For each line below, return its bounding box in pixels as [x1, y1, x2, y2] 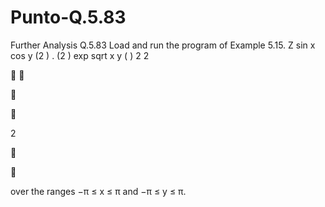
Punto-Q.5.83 [10, 6, 127, 29]
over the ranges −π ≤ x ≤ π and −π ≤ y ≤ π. [10, 185, 187, 197]
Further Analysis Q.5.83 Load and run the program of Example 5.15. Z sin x [10, 39, 316, 51]
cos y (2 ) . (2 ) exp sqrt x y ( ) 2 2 [10, 49, 150, 61]
